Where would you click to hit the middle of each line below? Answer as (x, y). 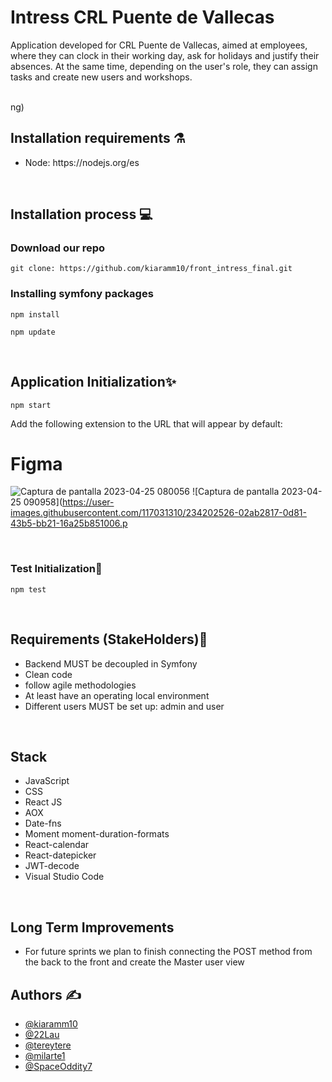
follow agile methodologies (80, 685)
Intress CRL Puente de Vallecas (142, 17)
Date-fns (43, 823)
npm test (28, 589)
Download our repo (58, 248)
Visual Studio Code (64, 877)
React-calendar (57, 845)
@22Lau (42, 1035)
